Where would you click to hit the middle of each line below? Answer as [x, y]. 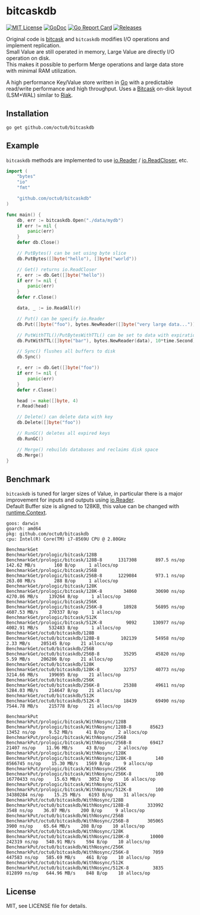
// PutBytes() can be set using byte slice [72, 254]
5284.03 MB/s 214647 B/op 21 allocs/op [63, 691]
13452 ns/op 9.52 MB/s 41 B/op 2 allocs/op [77, 732]
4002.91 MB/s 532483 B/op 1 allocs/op [63, 628]
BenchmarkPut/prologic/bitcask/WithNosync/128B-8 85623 [85, 727]
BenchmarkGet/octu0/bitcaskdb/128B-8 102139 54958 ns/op [96, 639]
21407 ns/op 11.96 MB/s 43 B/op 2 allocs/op [77, 748]
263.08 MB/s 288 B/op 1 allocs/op [62, 581]
